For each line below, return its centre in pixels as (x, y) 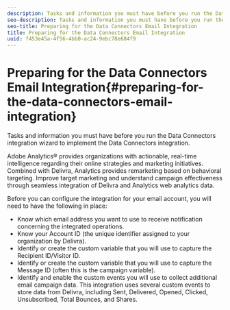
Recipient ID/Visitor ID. (49, 256)
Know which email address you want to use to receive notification (110, 219)
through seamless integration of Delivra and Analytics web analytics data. (111, 185)
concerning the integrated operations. (71, 226)
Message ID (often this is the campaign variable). (86, 270)
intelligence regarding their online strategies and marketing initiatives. (105, 164)
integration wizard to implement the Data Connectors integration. (99, 143)
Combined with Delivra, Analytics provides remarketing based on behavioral (114, 171)
